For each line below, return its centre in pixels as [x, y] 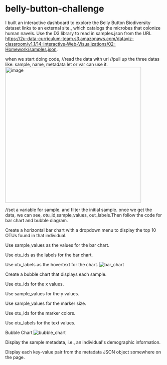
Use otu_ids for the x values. [35, 284]
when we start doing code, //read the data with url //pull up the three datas [82, 59]
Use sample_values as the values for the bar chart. [57, 245]
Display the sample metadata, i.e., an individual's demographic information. [83, 342]
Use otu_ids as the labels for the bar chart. [49, 255]
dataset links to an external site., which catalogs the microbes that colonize [83, 28]
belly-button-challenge [55, 9]
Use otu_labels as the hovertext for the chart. [52, 264]
